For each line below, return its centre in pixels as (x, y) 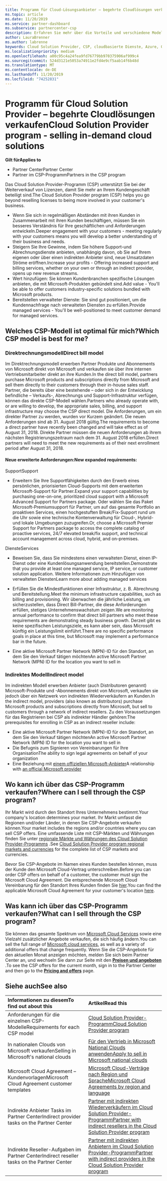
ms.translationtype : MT (30, 65)
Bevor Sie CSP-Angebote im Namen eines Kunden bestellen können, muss (81, 864)
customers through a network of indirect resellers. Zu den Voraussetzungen (83, 712)
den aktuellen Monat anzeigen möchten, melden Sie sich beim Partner (77, 955)
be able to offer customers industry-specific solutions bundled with (81, 289)
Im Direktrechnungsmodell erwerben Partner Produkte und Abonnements (80, 364)
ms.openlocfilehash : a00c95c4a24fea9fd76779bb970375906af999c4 (72, 56)
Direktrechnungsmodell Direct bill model (54, 353)
